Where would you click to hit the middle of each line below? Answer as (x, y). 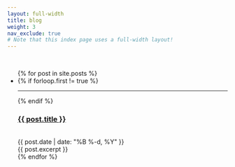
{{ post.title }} (42, 119)
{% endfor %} (37, 157)
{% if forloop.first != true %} (58, 81)
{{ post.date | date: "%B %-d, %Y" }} (71, 142)
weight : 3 (22, 27)
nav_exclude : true (34, 33)
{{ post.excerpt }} (43, 149)
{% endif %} (35, 101)
